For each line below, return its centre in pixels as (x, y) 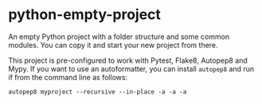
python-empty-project (85, 15)
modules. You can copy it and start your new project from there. (113, 44)
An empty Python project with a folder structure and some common (119, 37)
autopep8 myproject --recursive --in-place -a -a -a (98, 92)
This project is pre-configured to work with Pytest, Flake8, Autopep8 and (128, 60)
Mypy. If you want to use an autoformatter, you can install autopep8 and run (131, 68)
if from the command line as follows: (68, 77)
